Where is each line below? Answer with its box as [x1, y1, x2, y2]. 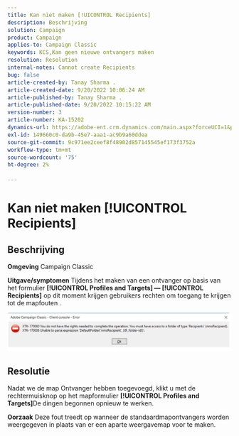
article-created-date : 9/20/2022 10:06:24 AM [7, 86, 144, 94]
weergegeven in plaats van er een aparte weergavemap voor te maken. [7, 420, 216, 429]
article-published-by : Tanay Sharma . [7, 94, 122, 101]
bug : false [7, 71, 40, 78]
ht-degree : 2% [7, 161, 50, 168]
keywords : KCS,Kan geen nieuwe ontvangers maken [7, 49, 154, 56]
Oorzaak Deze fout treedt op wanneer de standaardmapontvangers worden [7, 413, 230, 421]
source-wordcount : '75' [7, 153, 78, 161]
